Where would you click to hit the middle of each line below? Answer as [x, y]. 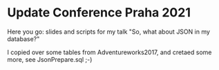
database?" [23, 38]
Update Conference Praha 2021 [99, 13]
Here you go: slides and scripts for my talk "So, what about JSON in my [109, 32]
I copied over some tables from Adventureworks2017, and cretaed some [109, 52]
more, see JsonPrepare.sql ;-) [50, 59]
